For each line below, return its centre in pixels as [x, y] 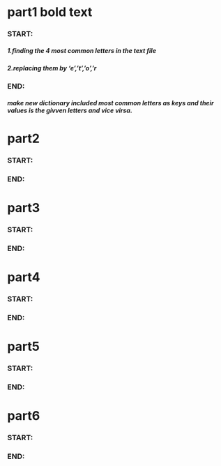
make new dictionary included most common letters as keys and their [110, 103]
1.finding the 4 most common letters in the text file [82, 50]
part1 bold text [50, 12]
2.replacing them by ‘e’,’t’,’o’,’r [52, 68]
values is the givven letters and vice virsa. [70, 111]
